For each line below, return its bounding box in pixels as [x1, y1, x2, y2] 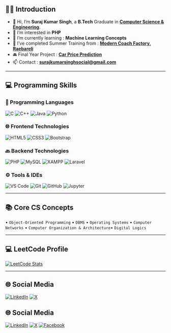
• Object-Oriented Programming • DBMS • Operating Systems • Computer [5, 219, 152, 225]
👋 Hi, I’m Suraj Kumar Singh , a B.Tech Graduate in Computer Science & [12, 18, 164, 24]
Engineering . [12, 24, 41, 30]
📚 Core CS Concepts [5, 203, 74, 211]
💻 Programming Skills [5, 81, 77, 89]
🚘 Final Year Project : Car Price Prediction [12, 51, 102, 57]
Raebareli [12, 45, 34, 51]
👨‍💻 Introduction [5, 5, 56, 14]
